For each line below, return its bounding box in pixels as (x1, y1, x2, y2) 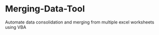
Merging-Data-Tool (5, 3, 85, 14)
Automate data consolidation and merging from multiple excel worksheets (5, 19, 155, 25)
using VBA (5, 24, 26, 30)
